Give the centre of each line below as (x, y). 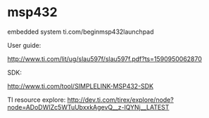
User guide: (24, 45)
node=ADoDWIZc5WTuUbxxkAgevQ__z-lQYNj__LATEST (88, 107)
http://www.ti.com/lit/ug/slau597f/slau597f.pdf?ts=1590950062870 (105, 59)
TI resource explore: (37, 100)
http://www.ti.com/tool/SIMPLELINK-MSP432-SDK (80, 86)
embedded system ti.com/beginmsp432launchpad (81, 32)
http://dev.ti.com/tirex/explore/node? (120, 100)
